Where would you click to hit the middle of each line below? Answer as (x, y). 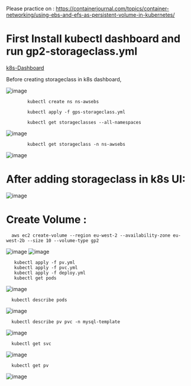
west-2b (16, 240)
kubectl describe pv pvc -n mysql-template (66, 322)
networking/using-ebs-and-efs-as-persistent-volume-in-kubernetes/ (90, 15)
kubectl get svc (31, 343)
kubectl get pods (35, 278)
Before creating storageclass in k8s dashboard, (64, 79)
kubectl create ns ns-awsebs (63, 101)
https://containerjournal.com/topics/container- (113, 9)
